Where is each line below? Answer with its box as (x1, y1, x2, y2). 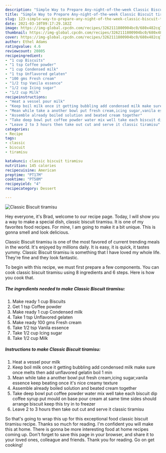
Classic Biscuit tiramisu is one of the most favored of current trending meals (5, 239, 160, 245)
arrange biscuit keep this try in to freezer (12, 401, 96, 407)
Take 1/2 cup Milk (12, 335, 48, 341)
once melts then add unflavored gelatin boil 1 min (12, 369, 113, 375)
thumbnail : (5, 30, 28, 35)
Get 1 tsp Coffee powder (12, 303, 62, 309)
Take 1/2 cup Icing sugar (12, 329, 63, 336)
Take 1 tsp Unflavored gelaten (12, 314, 73, 320)
